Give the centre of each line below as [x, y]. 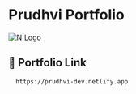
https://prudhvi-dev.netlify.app [72, 81]
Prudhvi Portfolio [67, 15]
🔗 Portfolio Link [47, 63]
